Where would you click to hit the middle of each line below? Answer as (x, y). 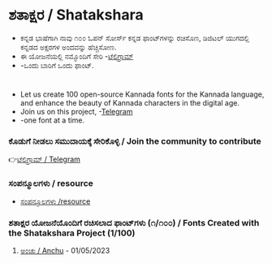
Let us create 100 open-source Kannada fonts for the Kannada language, (142, 94)
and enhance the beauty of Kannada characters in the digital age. (130, 103)
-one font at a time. (52, 120)
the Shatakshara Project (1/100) (72, 233)
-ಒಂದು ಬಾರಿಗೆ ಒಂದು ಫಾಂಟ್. (57, 65)
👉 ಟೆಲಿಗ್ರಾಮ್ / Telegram (45, 159)
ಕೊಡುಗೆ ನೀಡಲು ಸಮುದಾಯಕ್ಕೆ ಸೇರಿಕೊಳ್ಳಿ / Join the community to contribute (135, 141)
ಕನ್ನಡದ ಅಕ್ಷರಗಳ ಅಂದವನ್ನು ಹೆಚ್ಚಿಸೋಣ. (68, 47)
